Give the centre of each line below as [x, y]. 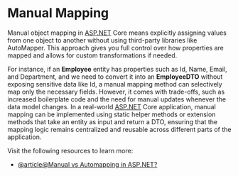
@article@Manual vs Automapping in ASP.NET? [87, 164]
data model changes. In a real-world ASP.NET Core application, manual [112, 106]
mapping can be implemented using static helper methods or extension [112, 114]
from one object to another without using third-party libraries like [102, 40]
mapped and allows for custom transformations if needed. [92, 55]
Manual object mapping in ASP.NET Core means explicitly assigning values [117, 33]
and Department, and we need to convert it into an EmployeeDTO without [115, 77]
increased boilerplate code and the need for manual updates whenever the [117, 99]
